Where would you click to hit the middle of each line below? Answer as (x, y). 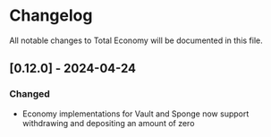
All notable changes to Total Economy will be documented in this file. (136, 40)
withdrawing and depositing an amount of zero (108, 123)
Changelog (51, 16)
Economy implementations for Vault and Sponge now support (135, 114)
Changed (30, 94)
